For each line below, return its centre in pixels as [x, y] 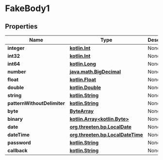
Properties [21, 26]
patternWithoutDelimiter [36, 103]
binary [15, 119]
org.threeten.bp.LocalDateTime [106, 135]
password [19, 143]
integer [16, 48]
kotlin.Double [85, 88]
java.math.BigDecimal [95, 72]
